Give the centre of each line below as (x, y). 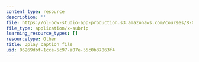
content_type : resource (36, 12)
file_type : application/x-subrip (47, 28)
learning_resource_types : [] (42, 34)
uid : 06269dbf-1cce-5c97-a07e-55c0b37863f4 (61, 50)
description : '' (26, 17)
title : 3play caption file (39, 45)
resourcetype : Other (32, 39)
